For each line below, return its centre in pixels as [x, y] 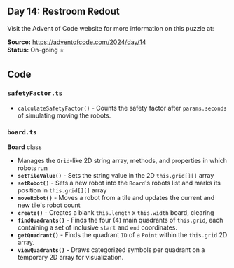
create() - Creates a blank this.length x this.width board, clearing [116, 212]
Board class [25, 147]
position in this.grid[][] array [62, 190]
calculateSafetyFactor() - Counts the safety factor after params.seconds [122, 108]
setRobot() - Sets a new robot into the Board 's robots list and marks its [119, 183]
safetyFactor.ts [35, 93]
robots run [32, 168]
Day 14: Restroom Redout [64, 12]
